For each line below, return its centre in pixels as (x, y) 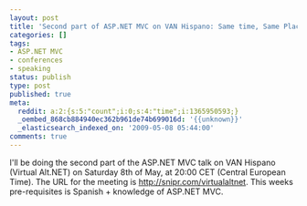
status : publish (40, 77)
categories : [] (38, 35)
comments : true (38, 137)
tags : (20, 43)
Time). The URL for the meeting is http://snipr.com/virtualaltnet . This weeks (152, 181)
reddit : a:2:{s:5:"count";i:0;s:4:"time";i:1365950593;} (128, 111)
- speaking (30, 69)
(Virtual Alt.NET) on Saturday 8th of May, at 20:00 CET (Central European (148, 172)
